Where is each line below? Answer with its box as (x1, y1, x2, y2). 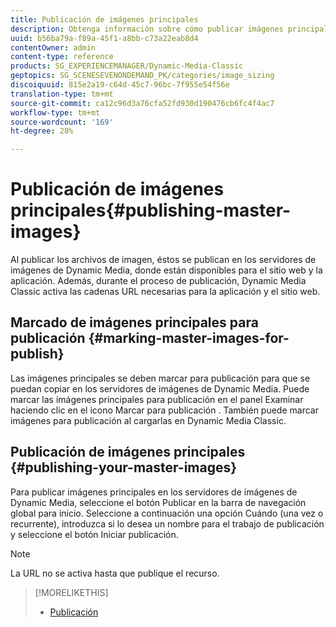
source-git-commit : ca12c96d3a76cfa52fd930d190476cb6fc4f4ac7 (10, 98, 275, 108)
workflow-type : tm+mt (10, 107, 101, 118)
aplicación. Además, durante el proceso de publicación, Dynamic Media (10, 275, 307, 287)
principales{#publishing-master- (10, 199, 292, 222)
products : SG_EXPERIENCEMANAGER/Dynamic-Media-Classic (10, 61, 244, 71)
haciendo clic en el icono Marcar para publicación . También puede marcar (10, 404, 319, 416)
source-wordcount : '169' (10, 117, 114, 127)
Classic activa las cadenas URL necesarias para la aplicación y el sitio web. (10, 286, 321, 298)
